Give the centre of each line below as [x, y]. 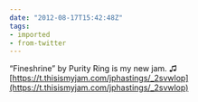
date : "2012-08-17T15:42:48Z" [66, 18]
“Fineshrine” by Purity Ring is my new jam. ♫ [94, 69]
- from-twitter [38, 43]
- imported [30, 34]
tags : [19, 26]
